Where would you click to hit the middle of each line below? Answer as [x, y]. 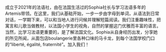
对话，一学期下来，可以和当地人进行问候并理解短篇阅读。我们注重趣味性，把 [83, 20]
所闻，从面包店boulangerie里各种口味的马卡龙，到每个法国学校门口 [86, 38]
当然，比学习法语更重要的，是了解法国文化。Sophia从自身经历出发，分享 [79, 32]
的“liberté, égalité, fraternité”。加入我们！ [47, 44]
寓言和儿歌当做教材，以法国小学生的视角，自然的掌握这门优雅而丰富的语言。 [83, 26]
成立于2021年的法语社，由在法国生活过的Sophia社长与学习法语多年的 [76, 7]
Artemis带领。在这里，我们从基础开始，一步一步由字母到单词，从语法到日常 [82, 13]
